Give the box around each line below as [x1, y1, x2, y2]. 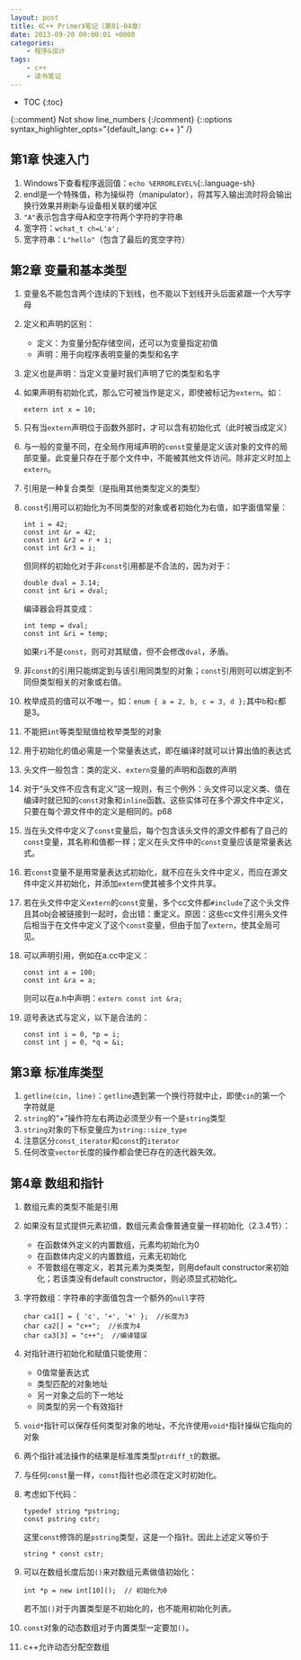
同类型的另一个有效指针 [36, 1401, 124, 1411]
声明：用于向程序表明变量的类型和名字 [36, 349, 179, 360]
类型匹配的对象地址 [36, 1379, 109, 1389]
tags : [10, 55, 31, 64]
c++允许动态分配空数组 [22, 1641, 111, 1652]
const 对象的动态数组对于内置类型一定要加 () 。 [22, 1622, 194, 1633]
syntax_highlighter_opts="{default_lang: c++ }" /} [10, 123, 193, 134]
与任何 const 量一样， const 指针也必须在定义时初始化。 [22, 1470, 222, 1480]
